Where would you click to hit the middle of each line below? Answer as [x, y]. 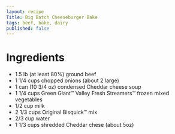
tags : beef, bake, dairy [37, 23]
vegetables [29, 99]
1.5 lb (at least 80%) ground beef [55, 74]
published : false [28, 28]
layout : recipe [25, 12]
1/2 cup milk [30, 106]
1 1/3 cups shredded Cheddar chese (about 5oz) [74, 125]
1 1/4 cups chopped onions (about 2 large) [67, 80]
